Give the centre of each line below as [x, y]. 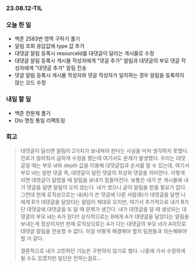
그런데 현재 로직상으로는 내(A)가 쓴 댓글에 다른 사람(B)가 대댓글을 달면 [100, 195]
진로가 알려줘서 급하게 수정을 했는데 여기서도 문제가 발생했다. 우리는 [97, 158]
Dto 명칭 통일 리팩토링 [40, 120]
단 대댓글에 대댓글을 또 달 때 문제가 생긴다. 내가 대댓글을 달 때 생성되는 [100, 209]
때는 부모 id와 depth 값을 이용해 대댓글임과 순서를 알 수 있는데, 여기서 [110, 165]
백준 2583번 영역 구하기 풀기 [47, 39]
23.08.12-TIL [24, 8]
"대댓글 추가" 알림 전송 [61, 68]
